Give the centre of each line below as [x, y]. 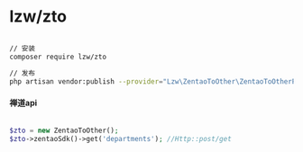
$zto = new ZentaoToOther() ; [64, 130]
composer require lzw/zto [58, 57]
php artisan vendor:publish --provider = [87, 81]
